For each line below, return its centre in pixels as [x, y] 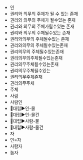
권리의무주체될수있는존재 [34, 64]
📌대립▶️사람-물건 [26, 127]
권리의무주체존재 [26, 77]
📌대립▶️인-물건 [24, 115]
